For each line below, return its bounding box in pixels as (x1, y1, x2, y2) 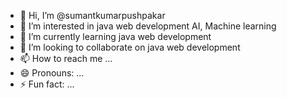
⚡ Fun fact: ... (19, 78, 75, 90)
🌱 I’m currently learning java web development (19, 31, 212, 42)
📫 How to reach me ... (19, 53, 113, 64)
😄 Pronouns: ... (19, 67, 85, 79)
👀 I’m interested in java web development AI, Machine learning (19, 20, 277, 32)
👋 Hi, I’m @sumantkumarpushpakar (19, 10, 166, 21)
